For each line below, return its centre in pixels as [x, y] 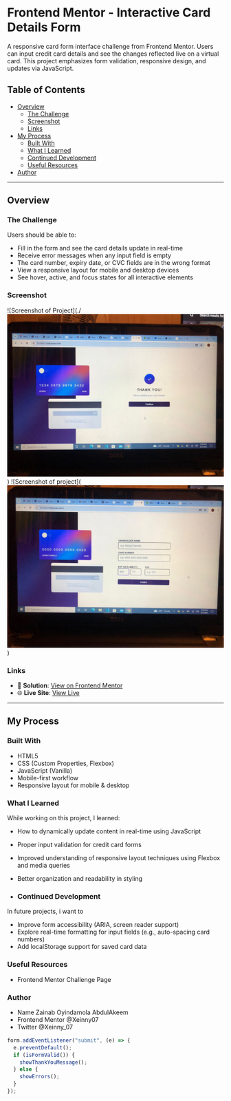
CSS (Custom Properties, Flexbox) [66, 763]
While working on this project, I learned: [64, 818]
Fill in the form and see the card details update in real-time [100, 248]
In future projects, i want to [45, 911]
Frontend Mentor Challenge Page [64, 979]
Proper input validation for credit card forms [79, 845]
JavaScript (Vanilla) [45, 770]
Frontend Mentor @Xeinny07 [58, 1019]
